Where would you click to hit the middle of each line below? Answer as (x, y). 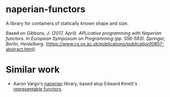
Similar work (33, 70)
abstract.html (20, 49)
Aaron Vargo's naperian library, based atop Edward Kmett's (75, 83)
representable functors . (38, 89)
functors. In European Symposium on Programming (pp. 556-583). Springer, (86, 38)
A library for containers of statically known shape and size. (67, 23)
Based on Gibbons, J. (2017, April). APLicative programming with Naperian (84, 33)
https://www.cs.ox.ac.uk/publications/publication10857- (106, 43)
